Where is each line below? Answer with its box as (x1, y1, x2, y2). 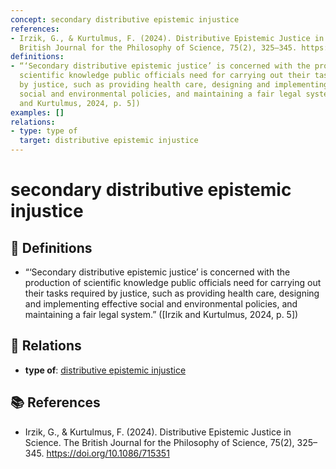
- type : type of (10, 126, 78, 136)
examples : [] (10, 107, 65, 118)
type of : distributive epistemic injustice (24, 364, 187, 376)
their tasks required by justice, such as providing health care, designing (24, 287, 320, 299)
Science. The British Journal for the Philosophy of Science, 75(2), (24, 436, 295, 448)
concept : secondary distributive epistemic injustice (10, 14, 240, 25)
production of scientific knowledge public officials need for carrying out (24, 277, 322, 288)
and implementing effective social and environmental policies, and (24, 298, 298, 310)
